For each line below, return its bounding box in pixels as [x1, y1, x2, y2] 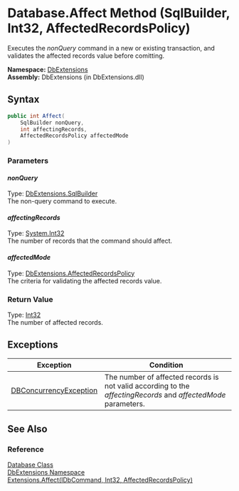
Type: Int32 [7, 310, 41, 319]
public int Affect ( [7, 112, 65, 119]
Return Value [7, 294, 53, 304]
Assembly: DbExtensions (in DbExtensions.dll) [7, 73, 144, 81]
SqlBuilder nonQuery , [20, 119, 84, 126]
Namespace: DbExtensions [7, 65, 88, 74]
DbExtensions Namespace [7, 468, 85, 477]
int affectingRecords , [20, 126, 87, 133]
